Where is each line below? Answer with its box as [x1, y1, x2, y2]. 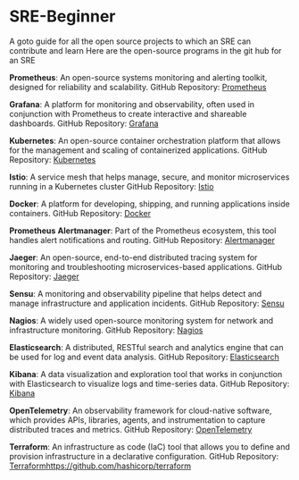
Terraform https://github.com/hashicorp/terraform [9, 460, 192, 471]
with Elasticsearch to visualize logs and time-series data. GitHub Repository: [9, 378, 290, 389]
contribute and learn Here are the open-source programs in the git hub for [9, 45, 282, 55]
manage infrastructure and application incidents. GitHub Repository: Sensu [9, 298, 285, 308]
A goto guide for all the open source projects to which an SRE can [9, 36, 252, 46]
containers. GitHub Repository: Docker [9, 207, 152, 218]
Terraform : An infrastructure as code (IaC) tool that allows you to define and [9, 441, 290, 452]
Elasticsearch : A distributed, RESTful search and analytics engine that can [9, 341, 284, 352]
